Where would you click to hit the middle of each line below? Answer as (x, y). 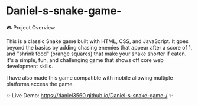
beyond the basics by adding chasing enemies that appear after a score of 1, (99, 47)
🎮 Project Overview (31, 27)
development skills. (30, 66)
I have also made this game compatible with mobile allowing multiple (90, 77)
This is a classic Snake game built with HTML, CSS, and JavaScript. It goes (98, 41)
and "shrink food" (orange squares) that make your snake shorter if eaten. (96, 54)
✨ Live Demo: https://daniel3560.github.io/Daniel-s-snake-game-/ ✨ (90, 95)
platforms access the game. (40, 84)
